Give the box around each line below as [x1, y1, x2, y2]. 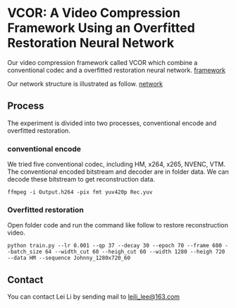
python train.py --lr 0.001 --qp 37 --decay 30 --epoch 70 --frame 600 [7, 242, 222, 249]
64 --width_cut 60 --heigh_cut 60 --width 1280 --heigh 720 [44, 249, 225, 256]
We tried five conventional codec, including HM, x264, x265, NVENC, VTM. [7, 160, 225, 169]
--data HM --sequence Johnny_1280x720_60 [7, 254, 131, 262]
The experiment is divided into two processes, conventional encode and [7, 119, 217, 127]
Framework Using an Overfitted [7, 20, 195, 36]
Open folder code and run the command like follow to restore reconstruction [7, 221, 229, 230]
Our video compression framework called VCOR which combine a [7, 58, 198, 66]
